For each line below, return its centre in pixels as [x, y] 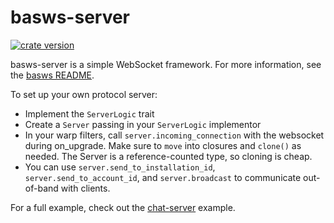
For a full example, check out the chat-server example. [123, 207]
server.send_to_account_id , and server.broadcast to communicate [163, 177]
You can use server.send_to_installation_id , [120, 167]
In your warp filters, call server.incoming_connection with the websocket [174, 135]
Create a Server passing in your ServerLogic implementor [143, 124]
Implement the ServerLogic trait [89, 113]
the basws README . [52, 75]
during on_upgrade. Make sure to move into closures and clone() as [163, 145]
